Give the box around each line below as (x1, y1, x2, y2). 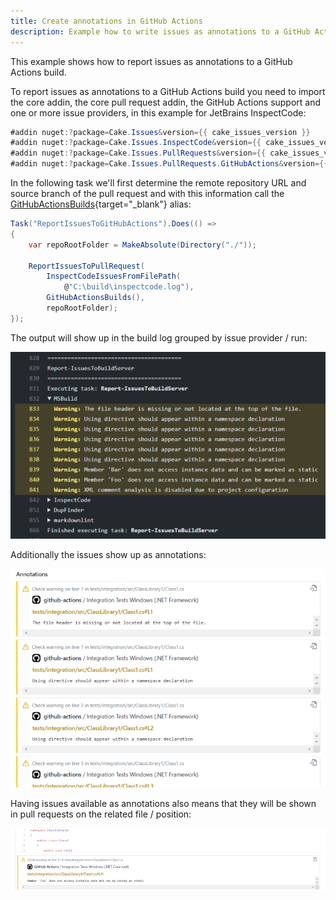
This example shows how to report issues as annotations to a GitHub (10, 55, 293, 67)
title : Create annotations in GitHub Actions (10, 16, 203, 26)
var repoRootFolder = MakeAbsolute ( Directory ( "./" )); (28, 240, 257, 250)
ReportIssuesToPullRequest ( (28, 261, 145, 271)
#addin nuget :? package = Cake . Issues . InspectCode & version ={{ (10, 138, 262, 148)
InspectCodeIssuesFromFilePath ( (46, 271, 182, 282)
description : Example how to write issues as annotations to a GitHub (10, 26, 311, 37)
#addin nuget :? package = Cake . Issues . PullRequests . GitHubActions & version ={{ (10, 159, 329, 169)
